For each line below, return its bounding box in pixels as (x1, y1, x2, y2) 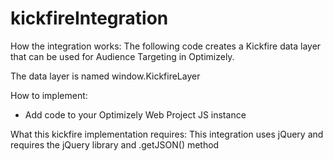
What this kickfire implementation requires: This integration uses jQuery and (10, 128, 324, 140)
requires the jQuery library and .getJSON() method (10, 138, 220, 151)
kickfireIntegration (10, 7, 169, 30)
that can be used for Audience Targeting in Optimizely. (10, 50, 235, 62)
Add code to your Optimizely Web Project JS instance (24, 108, 247, 121)
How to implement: (10, 89, 88, 101)
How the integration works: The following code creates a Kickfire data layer (10, 40, 322, 52)
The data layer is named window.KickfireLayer (10, 70, 201, 82)
